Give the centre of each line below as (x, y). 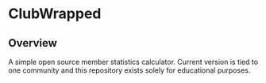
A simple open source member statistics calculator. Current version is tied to (133, 62)
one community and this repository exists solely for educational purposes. (129, 70)
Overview (33, 43)
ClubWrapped (55, 14)
